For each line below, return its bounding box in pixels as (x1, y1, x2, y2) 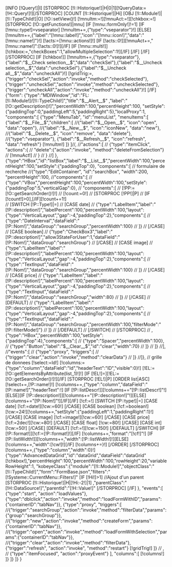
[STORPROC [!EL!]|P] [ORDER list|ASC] (67, 376, 150, 382)
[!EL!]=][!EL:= (91, 370, 120, 376)
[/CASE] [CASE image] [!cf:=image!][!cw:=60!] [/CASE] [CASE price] (5, 414, 150, 420)
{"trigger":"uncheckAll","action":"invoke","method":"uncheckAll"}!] (5, 87, 146, 92)
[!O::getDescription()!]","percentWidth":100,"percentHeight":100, (5, 103, 142, 109)
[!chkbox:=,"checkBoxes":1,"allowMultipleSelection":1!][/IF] (5, 49, 130, 54)
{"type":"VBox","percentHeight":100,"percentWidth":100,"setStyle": (5, 180, 147, 185)
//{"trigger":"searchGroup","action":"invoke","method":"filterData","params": (5, 507, 167, 513)
